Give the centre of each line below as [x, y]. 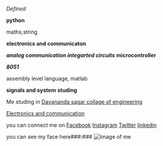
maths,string [22, 32]
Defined [16, 9]
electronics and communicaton [46, 44]
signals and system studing [42, 90]
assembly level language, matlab [47, 78]
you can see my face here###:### [49, 137]
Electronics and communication [46, 113]
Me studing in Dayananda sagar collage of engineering [75, 102]
